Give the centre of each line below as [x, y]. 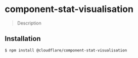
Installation [23, 39]
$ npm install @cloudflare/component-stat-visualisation [66, 50]
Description [29, 23]
